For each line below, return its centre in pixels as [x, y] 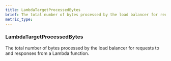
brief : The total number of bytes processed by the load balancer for [82, 15]
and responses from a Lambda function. [47, 53]
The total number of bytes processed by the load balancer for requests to [82, 48]
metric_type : [19, 19]
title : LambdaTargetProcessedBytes [43, 10]
